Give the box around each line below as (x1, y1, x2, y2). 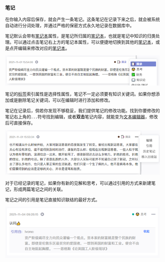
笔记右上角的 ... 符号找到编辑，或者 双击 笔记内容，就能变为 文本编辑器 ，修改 (5, 114, 158, 119)
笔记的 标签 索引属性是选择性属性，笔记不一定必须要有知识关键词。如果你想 (5, 91, 156, 97)
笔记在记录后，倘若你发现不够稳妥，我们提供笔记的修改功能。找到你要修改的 (5, 107, 160, 114)
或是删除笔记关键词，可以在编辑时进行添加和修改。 (9, 97, 113, 103)
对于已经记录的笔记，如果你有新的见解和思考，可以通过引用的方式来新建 (5, 180, 151, 186)
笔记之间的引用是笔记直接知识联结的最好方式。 (5, 197, 100, 203)
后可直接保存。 (5, 119, 35, 126)
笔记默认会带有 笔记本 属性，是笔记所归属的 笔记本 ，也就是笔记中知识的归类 (5, 33, 156, 39)
